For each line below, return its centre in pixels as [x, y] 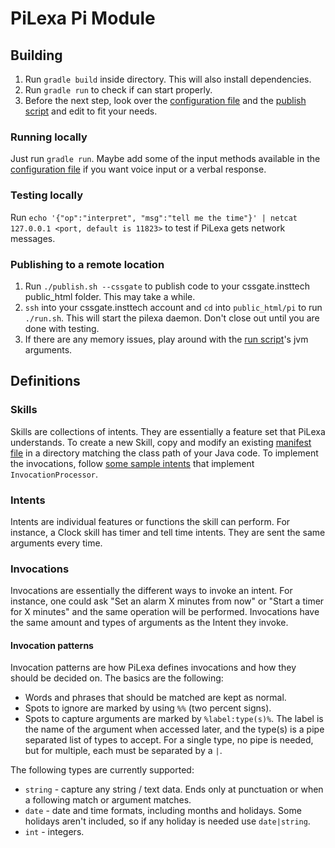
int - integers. [54, 832]
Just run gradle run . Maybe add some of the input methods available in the [165, 159]
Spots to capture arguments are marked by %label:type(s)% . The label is [174, 719]
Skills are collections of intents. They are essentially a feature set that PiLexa [168, 431]
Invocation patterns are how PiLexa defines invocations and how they [153, 668]
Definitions [45, 381]
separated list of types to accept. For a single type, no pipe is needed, [169, 740]
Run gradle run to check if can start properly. [118, 90]
